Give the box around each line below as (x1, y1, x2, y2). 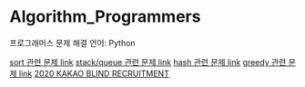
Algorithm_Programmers (9, 6, 201, 27)
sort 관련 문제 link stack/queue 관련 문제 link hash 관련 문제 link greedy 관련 (9, 56, 287, 67)
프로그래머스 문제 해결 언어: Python (9, 37, 136, 48)
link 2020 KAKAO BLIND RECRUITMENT (18, 68, 170, 79)
